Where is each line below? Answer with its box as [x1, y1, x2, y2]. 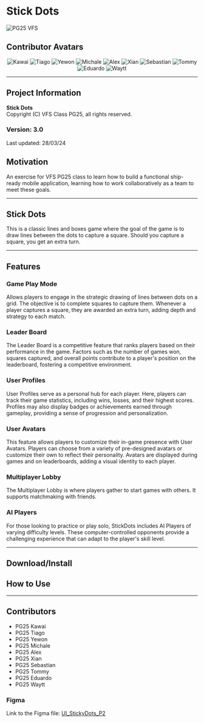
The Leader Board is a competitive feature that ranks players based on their [6, 342, 195, 349]
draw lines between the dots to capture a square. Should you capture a [6, 232, 184, 239]
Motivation [6, 157, 49, 168]
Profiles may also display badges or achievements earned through [6, 402, 172, 410]
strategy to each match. [6, 313, 66, 320]
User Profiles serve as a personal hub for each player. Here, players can [6, 390, 186, 397]
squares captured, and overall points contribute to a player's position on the [6, 355, 196, 362]
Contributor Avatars [6, 42, 84, 52]
